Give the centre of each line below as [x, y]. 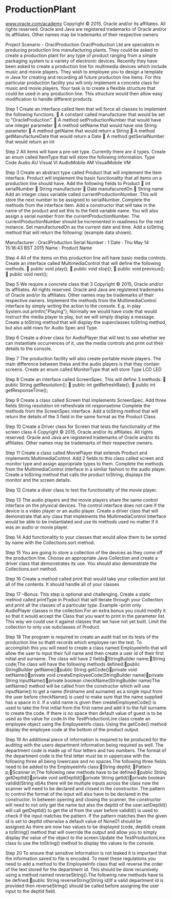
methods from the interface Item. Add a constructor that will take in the [80, 205]
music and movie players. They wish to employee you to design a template [84, 72]
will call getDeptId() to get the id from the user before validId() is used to [82, 810]
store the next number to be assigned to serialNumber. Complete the [78, 200]
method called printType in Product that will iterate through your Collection [84, 599]
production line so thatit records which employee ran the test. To [74, 642]
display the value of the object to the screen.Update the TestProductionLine [85, 837]
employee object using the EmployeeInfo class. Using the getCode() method [86, 724]
